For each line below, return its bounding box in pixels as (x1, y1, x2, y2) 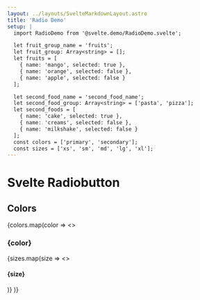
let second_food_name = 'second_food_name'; (13, 93, 144, 101)
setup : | (7, 23, 33, 30)
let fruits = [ (13, 55, 58, 62)
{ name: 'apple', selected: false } (19, 74, 126, 81)
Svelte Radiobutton (7, 175, 120, 191)
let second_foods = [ (13, 106, 76, 113)
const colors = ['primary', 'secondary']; (13, 138, 138, 146)
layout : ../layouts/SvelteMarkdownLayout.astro (7, 10, 148, 17)
